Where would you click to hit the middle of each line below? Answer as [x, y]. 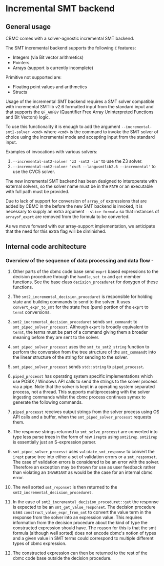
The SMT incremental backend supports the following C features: [71, 48]
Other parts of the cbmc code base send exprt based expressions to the [85, 271]
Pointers [21, 62]
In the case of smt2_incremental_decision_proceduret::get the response [86, 502]
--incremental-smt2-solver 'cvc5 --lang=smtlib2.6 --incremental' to [84, 166]
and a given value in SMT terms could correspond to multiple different [83, 538]
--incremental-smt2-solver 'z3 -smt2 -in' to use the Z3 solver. [78, 161]
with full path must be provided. [38, 191]
